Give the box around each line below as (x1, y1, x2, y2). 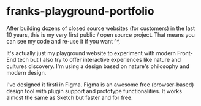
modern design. (6, 69, 47, 76)
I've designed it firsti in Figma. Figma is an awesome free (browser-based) (6, 81, 194, 88)
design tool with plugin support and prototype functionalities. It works (6, 87, 183, 94)
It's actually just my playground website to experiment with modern (6, 49, 176, 56)
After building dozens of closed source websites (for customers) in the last (6, 25, 195, 32)
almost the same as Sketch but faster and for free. (6, 94, 133, 101)
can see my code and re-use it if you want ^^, (6, 37, 121, 45)
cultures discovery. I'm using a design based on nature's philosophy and (6, 62, 190, 70)
